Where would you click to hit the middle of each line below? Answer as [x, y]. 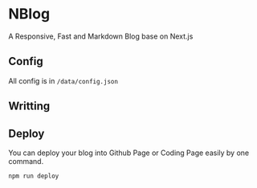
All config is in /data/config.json [63, 80]
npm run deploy [34, 176]
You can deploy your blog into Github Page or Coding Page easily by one [129, 153]
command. [26, 161]
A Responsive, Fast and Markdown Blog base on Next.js [101, 36]
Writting [29, 106]
